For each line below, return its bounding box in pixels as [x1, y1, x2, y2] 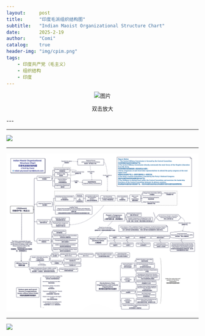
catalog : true [6, 42, 51, 48]
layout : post [6, 10, 51, 16]
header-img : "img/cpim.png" [6, 49, 78, 55]
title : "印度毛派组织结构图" [6, 16, 86, 23]
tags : [6, 55, 20, 61]
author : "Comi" [6, 35, 56, 42]
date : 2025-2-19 [6, 29, 64, 35]
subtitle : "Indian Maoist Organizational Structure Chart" [6, 23, 165, 29]
